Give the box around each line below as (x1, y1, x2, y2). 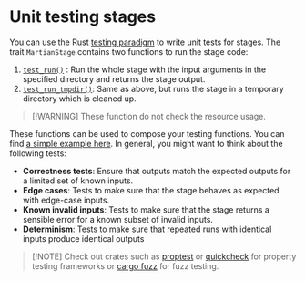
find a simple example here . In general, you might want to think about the (9, 138, 284, 149)
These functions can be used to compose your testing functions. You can (9, 128, 285, 139)
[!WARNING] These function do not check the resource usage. (31, 110, 267, 121)
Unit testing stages (9, 6, 157, 27)
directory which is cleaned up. (22, 93, 137, 104)
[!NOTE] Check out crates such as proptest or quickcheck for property (31, 251, 297, 262)
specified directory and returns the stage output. (22, 73, 206, 84)
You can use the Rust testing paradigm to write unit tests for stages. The (9, 36, 281, 47)
